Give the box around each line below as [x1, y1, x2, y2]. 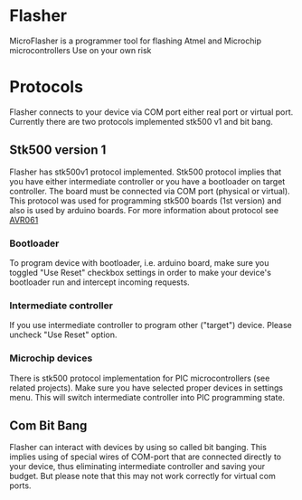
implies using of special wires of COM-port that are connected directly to [9, 451, 282, 462]
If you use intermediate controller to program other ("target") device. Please [9, 320, 292, 331]
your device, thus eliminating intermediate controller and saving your [9, 461, 265, 472]
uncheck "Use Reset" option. [9, 329, 118, 340]
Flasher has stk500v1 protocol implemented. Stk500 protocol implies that [9, 166, 282, 177]
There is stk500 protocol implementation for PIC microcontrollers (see [9, 373, 270, 383]
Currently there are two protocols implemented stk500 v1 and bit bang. [9, 116, 273, 127]
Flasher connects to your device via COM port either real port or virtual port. [9, 106, 294, 118]
